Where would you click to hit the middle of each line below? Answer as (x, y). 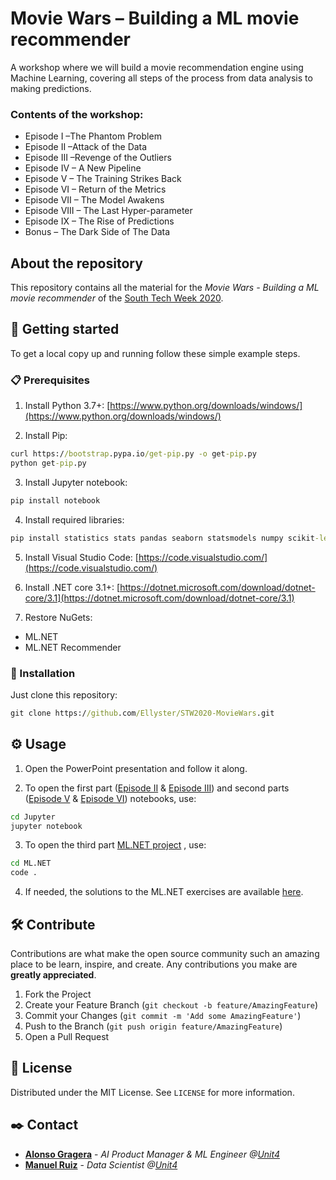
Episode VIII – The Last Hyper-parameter (108, 211)
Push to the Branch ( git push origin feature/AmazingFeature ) (153, 1026)
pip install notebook (55, 500)
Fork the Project (58, 994)
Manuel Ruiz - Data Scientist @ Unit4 (101, 1164)
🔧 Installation (43, 673)
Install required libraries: (74, 519)
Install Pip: (46, 436)
